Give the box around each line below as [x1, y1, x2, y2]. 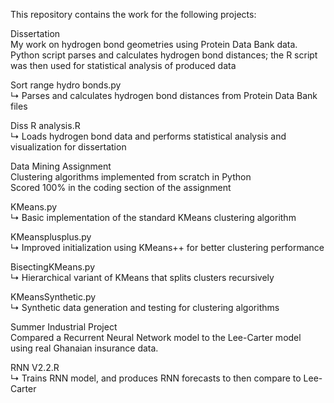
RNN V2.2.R [10, 362, 60, 373]
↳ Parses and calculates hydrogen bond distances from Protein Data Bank [10, 90, 318, 101]
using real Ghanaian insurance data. [10, 342, 159, 354]
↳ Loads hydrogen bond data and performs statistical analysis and [10, 130, 287, 142]
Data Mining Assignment [10, 160, 112, 172]
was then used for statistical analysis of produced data [10, 60, 237, 71]
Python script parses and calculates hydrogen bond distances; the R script [10, 49, 318, 61]
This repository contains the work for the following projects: [10, 9, 257, 20]
